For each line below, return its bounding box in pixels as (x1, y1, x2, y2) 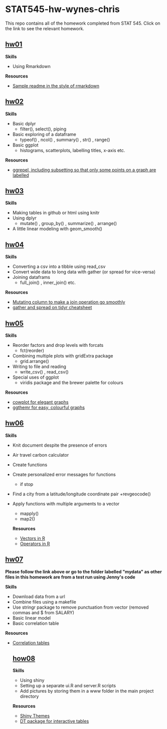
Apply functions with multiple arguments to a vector (12, 500, 120, 506)
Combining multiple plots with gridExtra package (12, 353, 113, 358)
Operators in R (20, 540, 50, 547)
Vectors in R (20, 535, 45, 541)
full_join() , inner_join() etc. (20, 279, 76, 285)
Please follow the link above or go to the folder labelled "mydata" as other (5, 568, 162, 574)
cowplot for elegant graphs (12, 399, 69, 405)
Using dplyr (12, 215, 37, 221)
